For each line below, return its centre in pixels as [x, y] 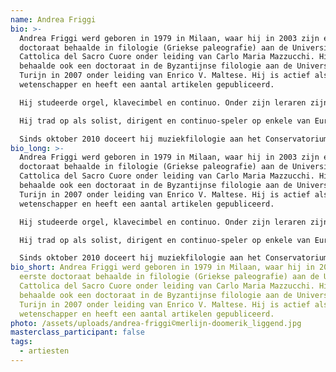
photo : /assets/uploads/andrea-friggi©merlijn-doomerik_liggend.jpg [156, 323]
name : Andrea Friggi [53, 19]
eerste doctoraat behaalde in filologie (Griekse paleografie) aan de [169, 277]
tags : [21, 342]
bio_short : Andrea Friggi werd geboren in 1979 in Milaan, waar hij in [162, 267]
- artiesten [44, 351]
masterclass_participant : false [77, 332]
